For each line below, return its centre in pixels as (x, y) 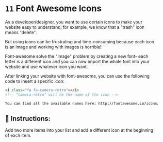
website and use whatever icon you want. (47, 67)
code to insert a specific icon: (35, 81)
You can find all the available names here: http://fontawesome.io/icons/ (82, 103)
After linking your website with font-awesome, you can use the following (77, 76)
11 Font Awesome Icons (53, 9)
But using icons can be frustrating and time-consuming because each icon (80, 41)
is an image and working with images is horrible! (53, 47)
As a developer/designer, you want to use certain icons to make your (74, 22)
